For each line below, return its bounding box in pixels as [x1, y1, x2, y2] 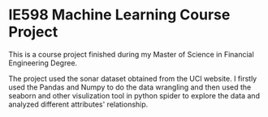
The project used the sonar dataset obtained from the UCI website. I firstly [8, 73, 257, 83]
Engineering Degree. [8, 58, 78, 68]
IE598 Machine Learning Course [8, 6, 231, 24]
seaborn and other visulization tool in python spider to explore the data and [8, 90, 260, 100]
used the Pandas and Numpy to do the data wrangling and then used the [8, 82, 252, 92]
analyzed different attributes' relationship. [8, 99, 149, 109]
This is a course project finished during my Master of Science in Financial [8, 49, 254, 59]
